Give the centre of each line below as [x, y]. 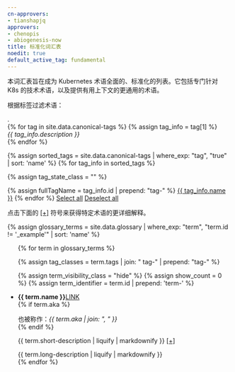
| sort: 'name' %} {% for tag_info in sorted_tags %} [81, 163]
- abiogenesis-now [34, 40]
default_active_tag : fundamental [57, 60]
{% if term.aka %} [44, 304]
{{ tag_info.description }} [44, 134]
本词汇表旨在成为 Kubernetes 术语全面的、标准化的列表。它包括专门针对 [113, 81]
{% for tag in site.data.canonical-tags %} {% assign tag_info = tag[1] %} [113, 126]
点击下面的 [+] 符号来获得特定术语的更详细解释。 [79, 213]
